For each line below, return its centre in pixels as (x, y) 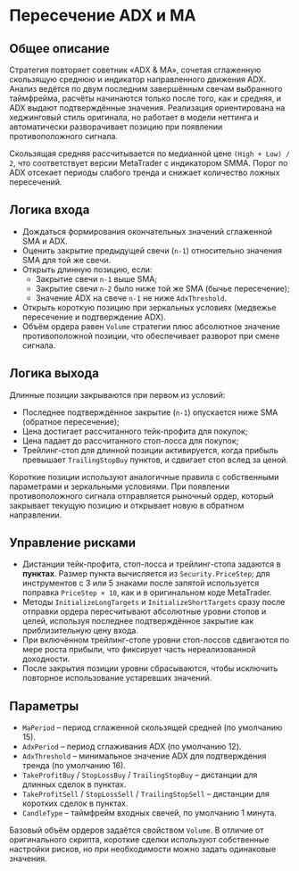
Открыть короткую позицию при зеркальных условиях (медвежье (149, 307)
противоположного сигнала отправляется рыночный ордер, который (141, 495)
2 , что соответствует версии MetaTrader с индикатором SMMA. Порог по (149, 163)
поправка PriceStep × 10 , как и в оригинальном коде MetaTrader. (147, 593)
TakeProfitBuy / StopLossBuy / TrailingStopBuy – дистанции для (140, 775)
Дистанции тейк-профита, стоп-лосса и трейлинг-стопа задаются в (151, 564)
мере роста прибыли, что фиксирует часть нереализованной (139, 650)
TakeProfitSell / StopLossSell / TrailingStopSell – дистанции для (145, 794)
